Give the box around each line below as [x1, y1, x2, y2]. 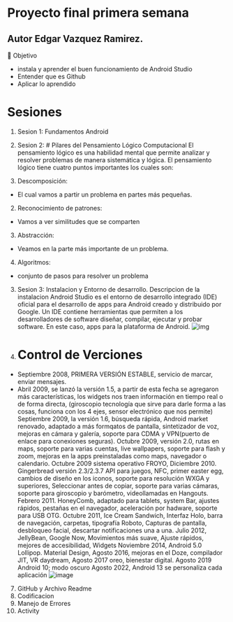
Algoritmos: [17, 257, 51, 267]
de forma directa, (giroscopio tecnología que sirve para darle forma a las [17, 400, 227, 408]
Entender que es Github [17, 72, 86, 80]
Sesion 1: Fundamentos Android [17, 127, 109, 136]
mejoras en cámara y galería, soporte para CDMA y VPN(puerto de [17, 429, 210, 438]
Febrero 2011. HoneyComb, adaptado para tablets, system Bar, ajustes [17, 496, 220, 504]
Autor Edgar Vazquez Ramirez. [7, 33, 144, 45]
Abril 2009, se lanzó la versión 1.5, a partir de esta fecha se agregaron [17, 385, 219, 393]
